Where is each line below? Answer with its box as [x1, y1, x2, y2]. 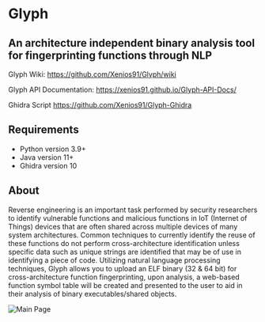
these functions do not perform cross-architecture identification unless [8, 238, 240, 248]
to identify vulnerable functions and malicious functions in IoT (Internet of [8, 213, 248, 222]
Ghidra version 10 [19, 161, 78, 170]
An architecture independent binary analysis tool [8, 36, 256, 50]
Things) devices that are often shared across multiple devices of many [8, 222, 238, 231]
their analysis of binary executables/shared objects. [8, 289, 177, 298]
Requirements [8, 123, 79, 137]
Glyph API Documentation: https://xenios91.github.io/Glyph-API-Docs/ [8, 85, 237, 94]
